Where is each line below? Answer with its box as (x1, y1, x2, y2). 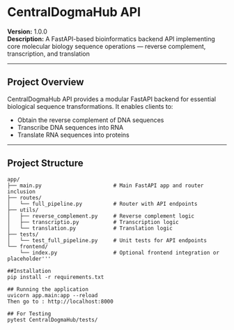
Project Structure (7, 158, 84, 170)
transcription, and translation (7, 50, 91, 58)
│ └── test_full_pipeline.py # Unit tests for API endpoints (7, 237, 208, 244)
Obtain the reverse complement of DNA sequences (17, 116, 164, 124)
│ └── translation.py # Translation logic (7, 225, 173, 232)
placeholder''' (7, 255, 52, 262)
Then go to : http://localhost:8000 (7, 298, 114, 305)
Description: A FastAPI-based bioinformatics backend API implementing (7, 34, 216, 43)
